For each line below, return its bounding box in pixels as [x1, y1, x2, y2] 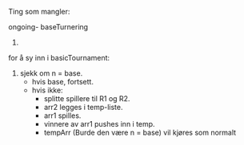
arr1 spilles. [43, 111, 82, 120]
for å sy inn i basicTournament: [8, 53, 110, 62]
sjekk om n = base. [19, 69, 83, 78]
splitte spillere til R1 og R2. [43, 94, 130, 103]
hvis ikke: [31, 85, 63, 95]
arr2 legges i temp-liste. [43, 103, 123, 112]
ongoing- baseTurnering [8, 22, 89, 31]
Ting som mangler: [8, 7, 70, 16]
